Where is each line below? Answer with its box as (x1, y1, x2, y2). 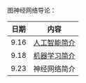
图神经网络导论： (7, 6, 57, 14)
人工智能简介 (33, 38, 76, 47)
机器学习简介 (33, 51, 76, 61)
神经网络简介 (33, 64, 76, 73)
